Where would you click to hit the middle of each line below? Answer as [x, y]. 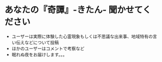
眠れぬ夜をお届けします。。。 [39, 54]
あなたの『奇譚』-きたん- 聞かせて [73, 10]
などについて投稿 [42, 42]
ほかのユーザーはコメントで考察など [48, 48]
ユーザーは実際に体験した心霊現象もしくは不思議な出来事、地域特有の [82, 36]
